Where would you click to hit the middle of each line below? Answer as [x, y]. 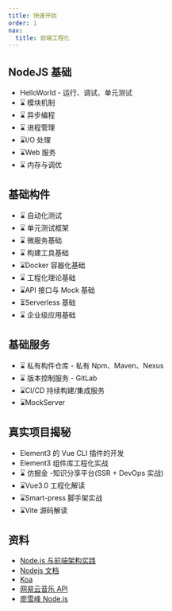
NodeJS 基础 [40, 72]
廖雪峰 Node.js [44, 599]
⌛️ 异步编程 [37, 115]
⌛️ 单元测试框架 [44, 228]
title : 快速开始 [32, 16]
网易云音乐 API [44, 589]
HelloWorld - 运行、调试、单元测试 [76, 93]
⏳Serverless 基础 [48, 302]
